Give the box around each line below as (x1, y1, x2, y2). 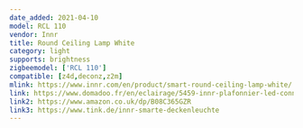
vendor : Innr (9, 30, 59, 39)
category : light (9, 47, 70, 56)
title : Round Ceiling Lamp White (9, 38, 135, 48)
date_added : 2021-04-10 (9, 13, 99, 23)
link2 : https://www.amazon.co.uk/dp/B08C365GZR (9, 96, 192, 106)
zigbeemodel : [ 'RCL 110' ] (9, 64, 106, 73)
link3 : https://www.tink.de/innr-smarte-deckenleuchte (9, 105, 220, 114)
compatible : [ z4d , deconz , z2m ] (9, 72, 124, 81)
